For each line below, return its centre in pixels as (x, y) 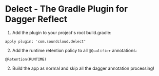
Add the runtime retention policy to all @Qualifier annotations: (74, 50)
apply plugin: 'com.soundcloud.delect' (46, 41)
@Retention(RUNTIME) (26, 59)
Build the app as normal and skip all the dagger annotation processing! (83, 68)
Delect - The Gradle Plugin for (67, 9)
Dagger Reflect (36, 19)
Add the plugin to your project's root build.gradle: (62, 32)
